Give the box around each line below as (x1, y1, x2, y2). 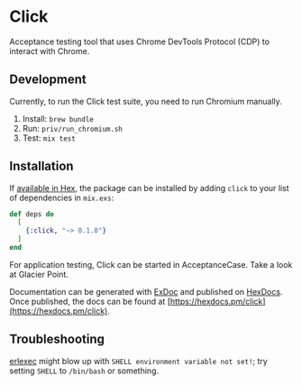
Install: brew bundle (22, 113, 95, 124)
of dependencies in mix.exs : (9, 192, 114, 203)
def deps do (9, 209, 54, 218)
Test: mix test (22, 133, 77, 143)
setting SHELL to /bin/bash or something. (9, 365, 160, 376)
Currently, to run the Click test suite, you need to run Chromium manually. (9, 96, 282, 106)
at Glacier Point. (9, 269, 69, 280)
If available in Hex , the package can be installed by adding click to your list (9, 182, 290, 193)
